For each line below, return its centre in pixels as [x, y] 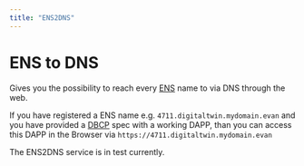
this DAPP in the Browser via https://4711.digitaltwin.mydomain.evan [141, 134]
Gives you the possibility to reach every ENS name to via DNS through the [147, 88]
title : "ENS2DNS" [42, 18]
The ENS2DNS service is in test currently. [87, 151]
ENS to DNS [54, 62]
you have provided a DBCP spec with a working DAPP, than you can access [151, 124]
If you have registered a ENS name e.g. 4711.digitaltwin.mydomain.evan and [152, 115]
